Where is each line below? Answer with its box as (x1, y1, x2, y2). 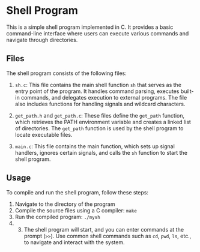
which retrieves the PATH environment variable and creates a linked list (14, 118, 191, 125)
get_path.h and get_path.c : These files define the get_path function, (14, 112, 185, 119)
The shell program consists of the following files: (6, 70, 127, 77)
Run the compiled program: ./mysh (14, 213, 100, 220)
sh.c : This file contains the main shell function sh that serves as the (14, 81, 182, 88)
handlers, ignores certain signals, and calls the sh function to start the (14, 149, 188, 156)
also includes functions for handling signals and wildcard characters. (14, 100, 186, 107)
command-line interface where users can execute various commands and (6, 29, 189, 37)
